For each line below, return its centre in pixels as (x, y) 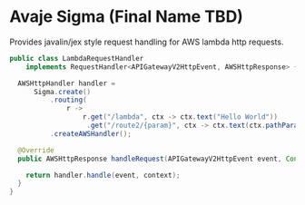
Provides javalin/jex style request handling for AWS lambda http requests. (147, 42)
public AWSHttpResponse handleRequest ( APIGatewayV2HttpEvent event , (150, 159)
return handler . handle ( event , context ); (103, 175)
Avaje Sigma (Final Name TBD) (126, 17)
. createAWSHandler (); (90, 133)
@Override (36, 150)
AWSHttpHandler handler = (67, 83)
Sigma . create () (62, 92)
